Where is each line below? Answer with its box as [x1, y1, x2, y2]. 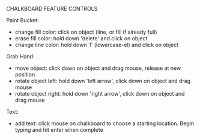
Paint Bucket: [6, 17, 39, 23]
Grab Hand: [6, 53, 35, 60]
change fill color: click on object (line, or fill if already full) [14, 28, 157, 36]
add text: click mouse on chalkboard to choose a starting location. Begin [14, 120, 194, 127]
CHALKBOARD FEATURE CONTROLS [6, 5, 98, 12]
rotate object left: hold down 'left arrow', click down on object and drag [14, 78, 191, 84]
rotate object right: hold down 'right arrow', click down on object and [14, 90, 185, 97]
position [14, 71, 35, 78]
